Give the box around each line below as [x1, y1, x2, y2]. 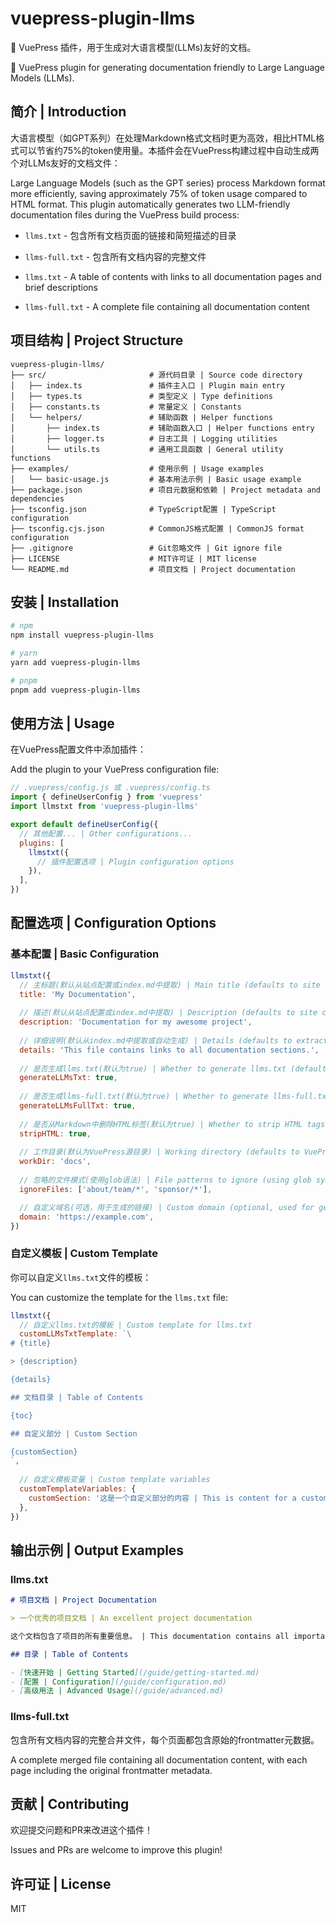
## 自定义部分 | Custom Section [10, 1428, 138, 1439]
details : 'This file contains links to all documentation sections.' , [19, 1045, 320, 1055]
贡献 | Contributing [10, 1796, 130, 1813]
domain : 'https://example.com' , [19, 1212, 155, 1222]
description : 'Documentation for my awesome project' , [19, 1017, 253, 1027]
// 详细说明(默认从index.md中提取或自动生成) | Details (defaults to [19, 1035, 293, 1046]
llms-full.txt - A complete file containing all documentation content [24, 300, 310, 312]
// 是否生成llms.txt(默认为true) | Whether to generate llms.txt [19, 1063, 287, 1074]
